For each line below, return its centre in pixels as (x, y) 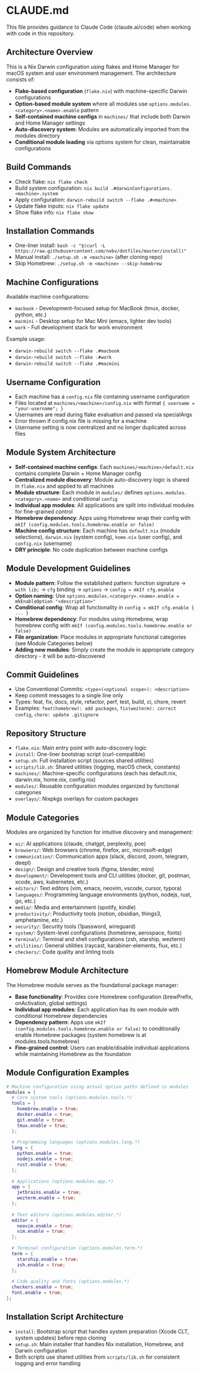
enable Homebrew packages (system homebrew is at (80, 1035)
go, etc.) (25, 901)
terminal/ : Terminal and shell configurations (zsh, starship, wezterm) (100, 939)
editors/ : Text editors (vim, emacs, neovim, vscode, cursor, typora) (98, 888)
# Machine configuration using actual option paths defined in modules (97, 1087)
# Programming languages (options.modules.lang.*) (76, 1142)
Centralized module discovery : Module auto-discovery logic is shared (102, 479)
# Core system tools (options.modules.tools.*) (72, 1098)
